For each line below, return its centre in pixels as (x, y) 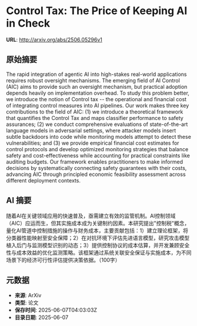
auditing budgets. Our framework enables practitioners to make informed (95, 162)
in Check (28, 23)
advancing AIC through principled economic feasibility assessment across (96, 174)
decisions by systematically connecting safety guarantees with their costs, (96, 168)
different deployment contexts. (44, 180)
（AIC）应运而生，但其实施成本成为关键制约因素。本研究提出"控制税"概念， (98, 223)
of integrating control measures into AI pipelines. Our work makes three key (98, 105)
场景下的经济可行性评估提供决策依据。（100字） (63, 260)
